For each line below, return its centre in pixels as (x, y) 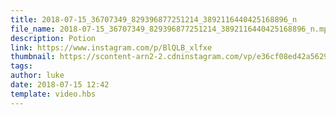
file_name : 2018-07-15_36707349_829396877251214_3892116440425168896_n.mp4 (171, 29)
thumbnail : (33, 57)
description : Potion (53, 38)
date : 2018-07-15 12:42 (60, 85)
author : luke (37, 76)
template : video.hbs (53, 94)
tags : (21, 66)
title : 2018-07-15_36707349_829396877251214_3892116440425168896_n (154, 19)
